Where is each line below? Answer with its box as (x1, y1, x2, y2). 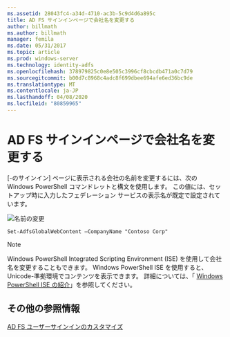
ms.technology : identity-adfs (7, 62, 95, 69)
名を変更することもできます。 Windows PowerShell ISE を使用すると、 (7, 263, 208, 271)
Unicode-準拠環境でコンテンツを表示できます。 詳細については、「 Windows (7, 271, 223, 280)
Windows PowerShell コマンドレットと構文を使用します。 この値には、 (7, 182, 209, 190)
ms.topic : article (7, 49, 60, 56)
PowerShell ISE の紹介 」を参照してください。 (7, 280, 137, 289)
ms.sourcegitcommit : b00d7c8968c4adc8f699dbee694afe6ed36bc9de (7, 74, 193, 82)
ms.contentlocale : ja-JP (7, 87, 79, 94)
